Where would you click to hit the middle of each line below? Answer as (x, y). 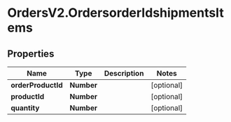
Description (124, 73)
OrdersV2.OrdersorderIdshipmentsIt (115, 13)
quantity (25, 108)
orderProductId (37, 85)
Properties (31, 54)
